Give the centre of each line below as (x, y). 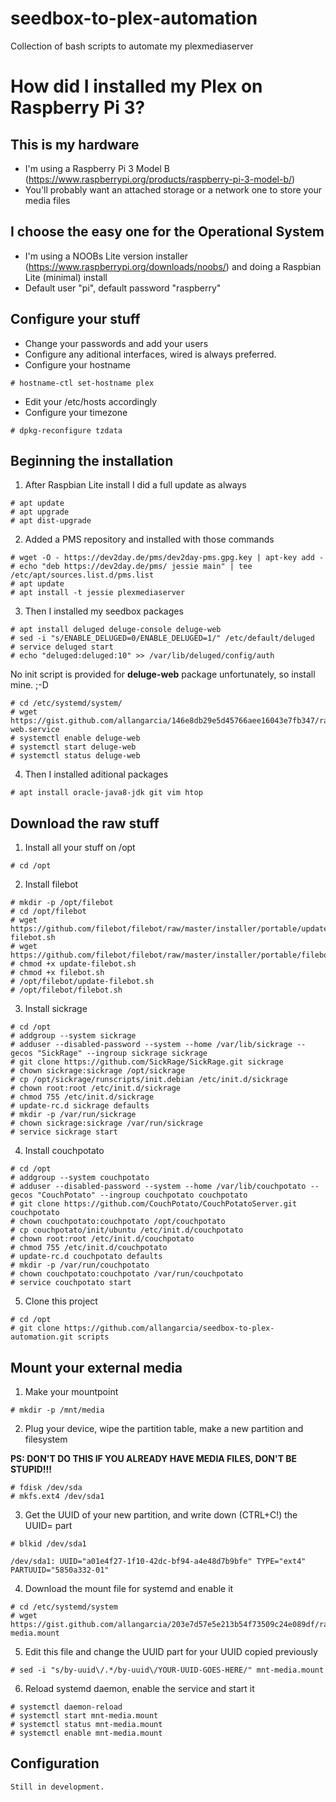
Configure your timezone (76, 412)
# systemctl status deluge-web (75, 756)
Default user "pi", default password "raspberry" (123, 288)
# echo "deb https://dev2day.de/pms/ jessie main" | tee (131, 567)
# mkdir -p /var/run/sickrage (73, 1115)
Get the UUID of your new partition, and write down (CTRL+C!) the (161, 1515)
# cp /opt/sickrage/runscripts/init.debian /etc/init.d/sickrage (149, 1080)
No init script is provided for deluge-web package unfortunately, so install (163, 674)
